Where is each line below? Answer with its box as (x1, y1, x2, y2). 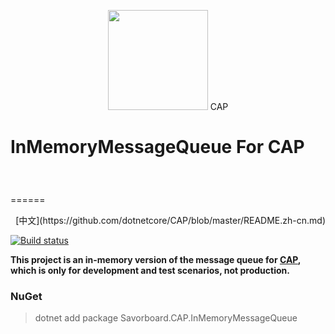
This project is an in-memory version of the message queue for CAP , (10, 253, 302, 265)
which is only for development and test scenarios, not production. (10, 264, 290, 276)
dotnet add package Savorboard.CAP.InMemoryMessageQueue (34, 312, 298, 324)
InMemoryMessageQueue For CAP (10, 136, 305, 159)
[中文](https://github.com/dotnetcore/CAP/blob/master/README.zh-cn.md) (15, 214, 326, 226)
